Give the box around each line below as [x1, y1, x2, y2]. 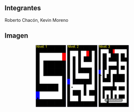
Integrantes [4, 4, 41, 12]
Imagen [4, 32, 29, 40]
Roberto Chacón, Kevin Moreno [4, 17, 68, 23]
